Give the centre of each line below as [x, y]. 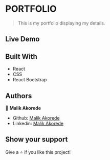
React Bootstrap [30, 80]
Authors [19, 96]
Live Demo [23, 39]
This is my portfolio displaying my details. [61, 23]
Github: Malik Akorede [36, 118]
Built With [21, 56]
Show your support [37, 139]
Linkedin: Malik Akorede [38, 123]
